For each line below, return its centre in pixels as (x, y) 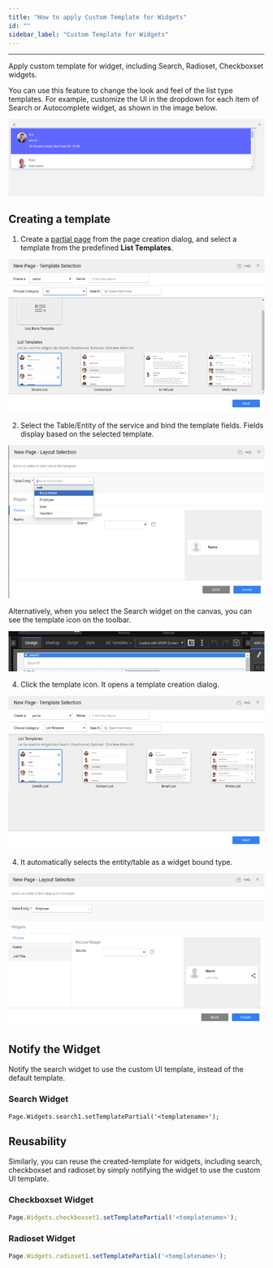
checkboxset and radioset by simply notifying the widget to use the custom (134, 1169)
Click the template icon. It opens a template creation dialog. (119, 685)
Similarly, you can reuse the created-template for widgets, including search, (135, 1161)
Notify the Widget (54, 1049)
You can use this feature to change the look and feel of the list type (121, 90)
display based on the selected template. (87, 434)
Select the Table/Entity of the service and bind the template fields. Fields (142, 425)
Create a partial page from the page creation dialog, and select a (128, 239)
